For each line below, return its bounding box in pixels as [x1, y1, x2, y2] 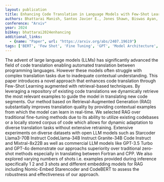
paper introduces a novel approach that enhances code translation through [5, 78, 156, 84]
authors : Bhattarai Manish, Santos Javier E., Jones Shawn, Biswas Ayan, [5, 16, 159, 21]
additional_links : [5, 35, 42, 40]
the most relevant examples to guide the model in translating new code [5, 93, 148, 99]
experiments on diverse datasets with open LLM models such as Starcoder [5, 130, 156, 136]
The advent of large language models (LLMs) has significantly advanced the [5, 57, 159, 63]
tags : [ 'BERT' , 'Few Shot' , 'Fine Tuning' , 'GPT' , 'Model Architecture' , [5, 44, 159, 48]
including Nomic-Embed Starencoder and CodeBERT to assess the [5, 166, 140, 172]
